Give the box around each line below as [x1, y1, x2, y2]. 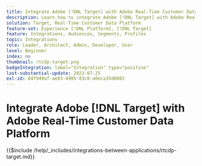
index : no [6, 53, 31, 59]
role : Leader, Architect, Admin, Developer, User [6, 43, 133, 49]
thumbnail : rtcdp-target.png [6, 59, 79, 65]
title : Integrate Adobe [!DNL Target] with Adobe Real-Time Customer [6, 8, 185, 15]
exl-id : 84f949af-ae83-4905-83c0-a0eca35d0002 [6, 76, 125, 82]
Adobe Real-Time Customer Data [6, 114, 174, 128]
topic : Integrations [6, 37, 58, 43]
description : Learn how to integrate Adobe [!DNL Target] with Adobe [6, 14, 185, 20]
